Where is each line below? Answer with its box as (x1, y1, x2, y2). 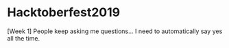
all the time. (7, 34, 40, 42)
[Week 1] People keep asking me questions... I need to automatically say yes (7, 27, 223, 35)
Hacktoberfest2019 (7, 5, 121, 20)
